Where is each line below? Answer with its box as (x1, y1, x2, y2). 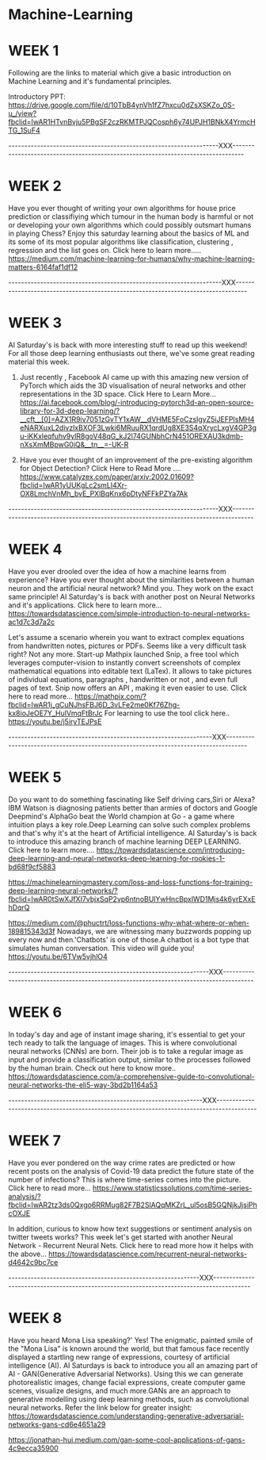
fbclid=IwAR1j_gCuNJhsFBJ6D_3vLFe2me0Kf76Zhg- (8, 699, 180, 709)
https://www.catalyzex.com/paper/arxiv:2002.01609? (19, 472, 195, 481)
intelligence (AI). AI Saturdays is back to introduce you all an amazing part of (8, 1360, 258, 1370)
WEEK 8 (8, 1309, 63, 1327)
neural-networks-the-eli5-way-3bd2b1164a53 (8, 1080, 158, 1090)
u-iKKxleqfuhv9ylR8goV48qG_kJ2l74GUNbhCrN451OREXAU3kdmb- (19, 431, 244, 441)
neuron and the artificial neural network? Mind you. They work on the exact (8, 583, 253, 592)
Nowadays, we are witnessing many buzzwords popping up (56, 926, 252, 936)
